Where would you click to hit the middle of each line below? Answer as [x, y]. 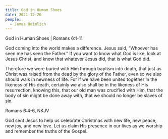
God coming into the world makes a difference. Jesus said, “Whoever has [81, 48]
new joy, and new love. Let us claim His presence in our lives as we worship [84, 126]
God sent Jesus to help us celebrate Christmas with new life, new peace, [81, 121]
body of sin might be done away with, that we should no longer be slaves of [84, 96]
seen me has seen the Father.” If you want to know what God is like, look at [83, 54]
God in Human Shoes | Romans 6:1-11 [44, 38]
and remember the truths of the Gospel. [46, 131]
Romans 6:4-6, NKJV [27, 111]
